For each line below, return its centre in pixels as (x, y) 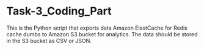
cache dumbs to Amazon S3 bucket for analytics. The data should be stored (102, 34)
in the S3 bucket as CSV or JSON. (49, 41)
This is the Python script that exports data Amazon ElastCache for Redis (97, 28)
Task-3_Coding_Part (59, 11)
